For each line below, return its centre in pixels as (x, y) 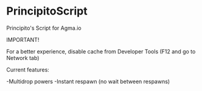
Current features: (28, 69)
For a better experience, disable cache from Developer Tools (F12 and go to (101, 51)
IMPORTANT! (23, 39)
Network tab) (23, 58)
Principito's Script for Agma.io (44, 28)
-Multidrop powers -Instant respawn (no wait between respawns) (88, 81)
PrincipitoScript (47, 11)
